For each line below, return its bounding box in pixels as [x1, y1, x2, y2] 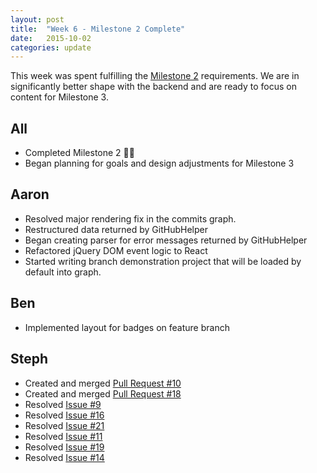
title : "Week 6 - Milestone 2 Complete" [10, 24, 186, 34]
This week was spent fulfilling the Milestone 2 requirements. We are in [10, 70, 300, 82]
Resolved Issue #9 [24, 398, 102, 410]
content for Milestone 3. [10, 91, 109, 103]
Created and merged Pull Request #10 [24, 377, 182, 389]
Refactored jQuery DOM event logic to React [24, 244, 208, 256]
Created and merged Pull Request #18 [24, 387, 182, 400]
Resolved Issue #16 [24, 409, 105, 421]
